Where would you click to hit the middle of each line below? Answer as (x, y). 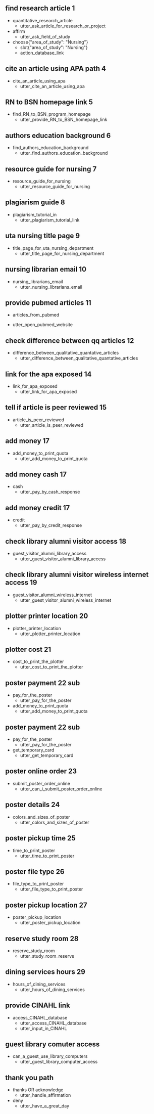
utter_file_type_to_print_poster (52, 889)
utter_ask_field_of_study (45, 36)
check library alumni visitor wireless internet (77, 575)
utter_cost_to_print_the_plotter (52, 667)
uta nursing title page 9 (42, 236)
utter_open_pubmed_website (43, 325)
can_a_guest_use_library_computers (50, 1056)
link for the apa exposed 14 (48, 374)
